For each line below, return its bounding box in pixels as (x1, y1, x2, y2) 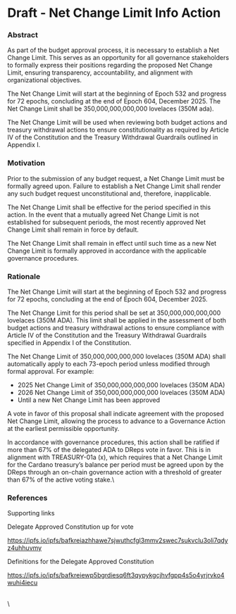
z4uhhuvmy (7, 544, 42, 552)
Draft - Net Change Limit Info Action (7, 5, 221, 21)
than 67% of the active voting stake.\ (7, 475, 115, 484)
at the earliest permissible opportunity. (7, 425, 120, 433)
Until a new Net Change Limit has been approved (17, 396, 161, 404)
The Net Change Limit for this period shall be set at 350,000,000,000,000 (7, 308, 221, 318)
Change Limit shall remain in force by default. (7, 225, 139, 234)
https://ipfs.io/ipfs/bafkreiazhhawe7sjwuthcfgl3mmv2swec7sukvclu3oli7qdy (7, 537, 228, 545)
